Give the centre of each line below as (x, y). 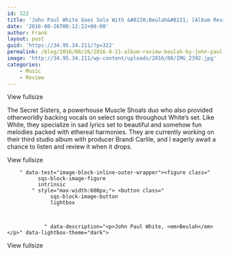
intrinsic (52, 185)
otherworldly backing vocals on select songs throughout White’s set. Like (111, 118)
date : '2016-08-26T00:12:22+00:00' (58, 26)
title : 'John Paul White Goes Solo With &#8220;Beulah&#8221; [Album (109, 20)
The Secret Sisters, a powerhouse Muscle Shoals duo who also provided (110, 110)
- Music (30, 71)
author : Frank (27, 33)
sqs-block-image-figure (72, 179)
